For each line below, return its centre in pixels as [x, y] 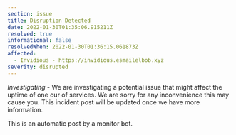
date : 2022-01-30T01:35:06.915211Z [60, 27]
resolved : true [30, 34]
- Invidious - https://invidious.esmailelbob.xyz [89, 60]
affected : [22, 54]
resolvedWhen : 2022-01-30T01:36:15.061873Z [73, 47]
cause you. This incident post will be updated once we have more [104, 102]
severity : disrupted [38, 67]
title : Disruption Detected [49, 21]
